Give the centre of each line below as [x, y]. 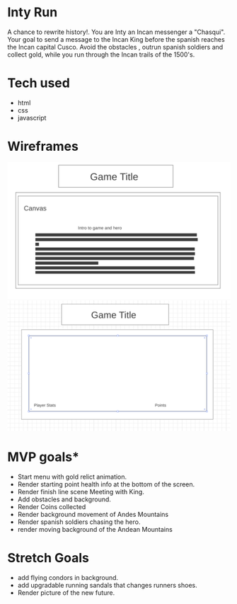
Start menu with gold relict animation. [72, 477]
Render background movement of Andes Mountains [93, 515]
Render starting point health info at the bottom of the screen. [106, 484]
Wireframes [43, 147]
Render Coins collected [52, 507]
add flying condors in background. [68, 578]
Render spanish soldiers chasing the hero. [79, 522]
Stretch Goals [48, 558]
